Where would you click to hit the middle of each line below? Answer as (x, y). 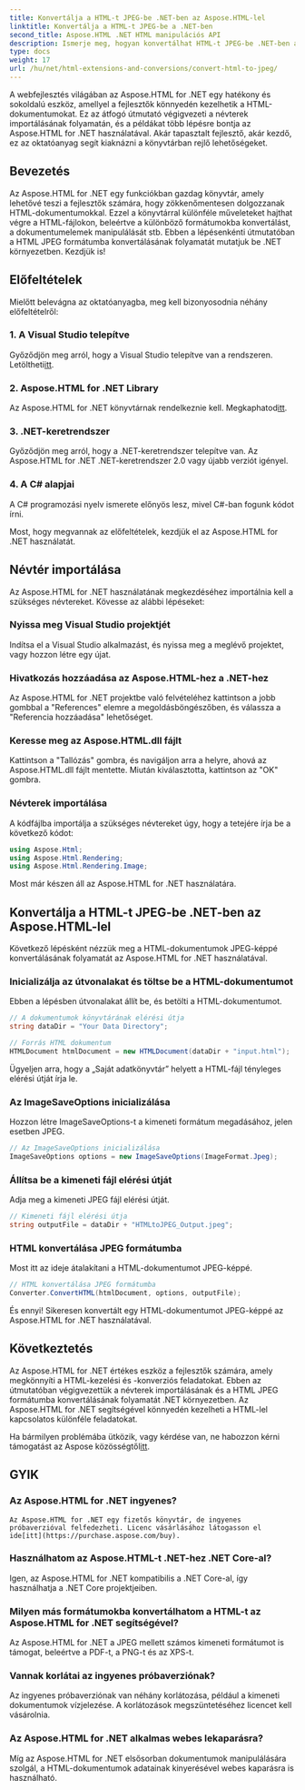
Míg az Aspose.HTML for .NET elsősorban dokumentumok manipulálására (148, 1758)
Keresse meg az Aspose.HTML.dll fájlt (96, 740)
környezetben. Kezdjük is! (58, 251)
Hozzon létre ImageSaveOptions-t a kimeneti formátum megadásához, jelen (151, 1122)
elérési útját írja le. (44, 1078)
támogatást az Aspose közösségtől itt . (79, 1446)
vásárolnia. (30, 1715)
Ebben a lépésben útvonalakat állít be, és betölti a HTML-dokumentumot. (146, 1001)
